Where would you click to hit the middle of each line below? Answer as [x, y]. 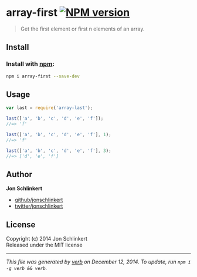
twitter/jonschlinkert [39, 206]
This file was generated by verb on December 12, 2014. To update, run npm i [98, 262]
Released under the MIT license [45, 245]
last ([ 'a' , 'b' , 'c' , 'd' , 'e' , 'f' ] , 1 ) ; [59, 134]
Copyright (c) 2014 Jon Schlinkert [47, 239]
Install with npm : [30, 64]
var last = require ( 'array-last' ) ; [50, 108]
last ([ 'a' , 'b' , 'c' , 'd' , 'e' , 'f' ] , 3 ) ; [59, 151]
